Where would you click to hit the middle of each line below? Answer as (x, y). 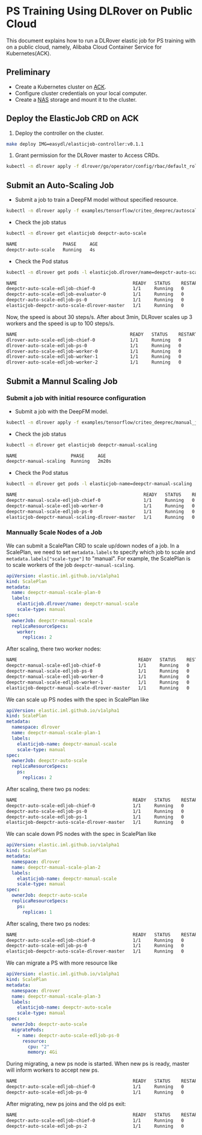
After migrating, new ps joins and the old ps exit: (66, 1104)
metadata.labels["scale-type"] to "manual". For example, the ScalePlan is (98, 558)
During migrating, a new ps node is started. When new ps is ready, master (98, 1064)
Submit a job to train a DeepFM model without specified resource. (96, 200)
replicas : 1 (37, 912)
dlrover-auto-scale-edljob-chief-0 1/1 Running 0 (94, 340)
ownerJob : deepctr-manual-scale (52, 620)
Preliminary (29, 73)
